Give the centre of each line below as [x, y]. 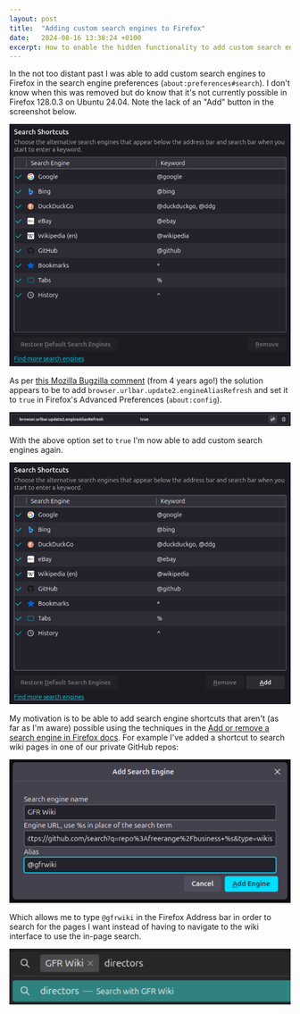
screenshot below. [43, 112]
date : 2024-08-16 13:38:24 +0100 [75, 38]
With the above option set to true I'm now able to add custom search [136, 440]
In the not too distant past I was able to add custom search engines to [137, 74]
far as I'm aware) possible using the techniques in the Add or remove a [139, 727]
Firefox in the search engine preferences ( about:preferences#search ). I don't [150, 83]
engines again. [37, 450]
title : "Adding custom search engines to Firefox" [107, 28]
